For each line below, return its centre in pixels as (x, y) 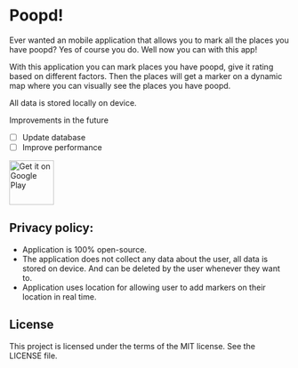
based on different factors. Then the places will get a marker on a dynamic (146, 76)
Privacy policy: (52, 228)
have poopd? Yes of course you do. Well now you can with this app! (133, 49)
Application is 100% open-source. (84, 249)
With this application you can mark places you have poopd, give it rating (141, 67)
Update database (54, 137)
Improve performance (62, 147)
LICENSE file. (33, 356)
